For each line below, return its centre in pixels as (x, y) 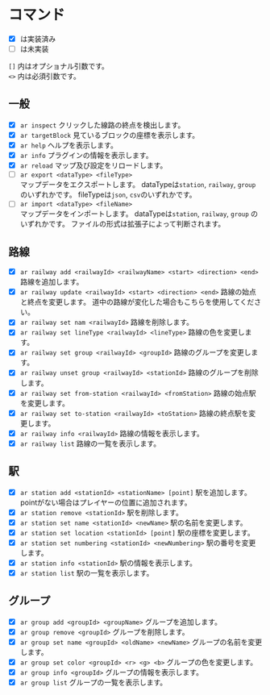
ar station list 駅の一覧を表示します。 (87, 572)
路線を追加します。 (52, 282)
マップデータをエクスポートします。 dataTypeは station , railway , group (138, 185)
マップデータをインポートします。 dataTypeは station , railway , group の (139, 214)
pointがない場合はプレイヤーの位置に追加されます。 (106, 502)
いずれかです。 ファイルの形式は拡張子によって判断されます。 (123, 224)
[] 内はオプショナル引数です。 (58, 66)
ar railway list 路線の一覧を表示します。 (90, 443)
